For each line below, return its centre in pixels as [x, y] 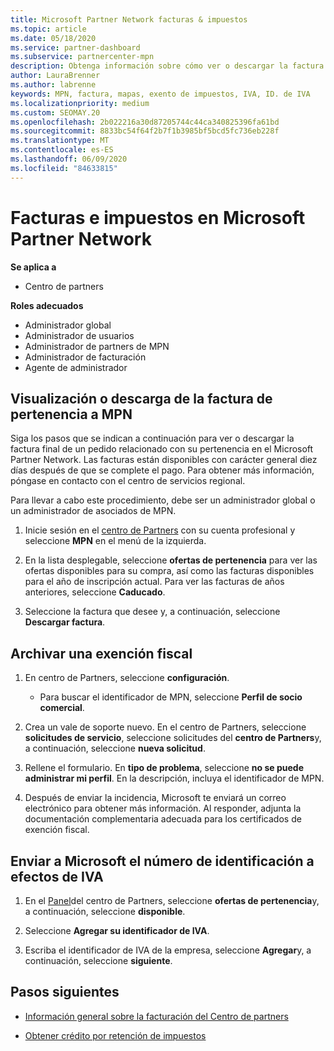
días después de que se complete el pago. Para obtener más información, [162, 470]
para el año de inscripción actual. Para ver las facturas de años [154, 582]
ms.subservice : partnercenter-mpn [82, 57]
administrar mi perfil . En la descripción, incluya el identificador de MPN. [174, 778]
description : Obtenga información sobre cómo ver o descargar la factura [167, 66]
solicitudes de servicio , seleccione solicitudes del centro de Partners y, [173, 738]
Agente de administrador [76, 367]
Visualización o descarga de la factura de [141, 398]
